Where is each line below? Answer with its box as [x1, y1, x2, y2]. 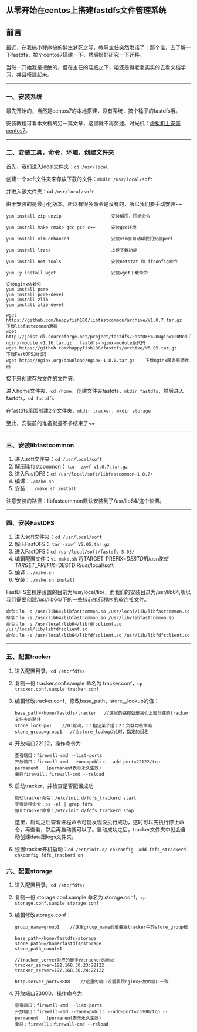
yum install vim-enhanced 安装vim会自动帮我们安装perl [6, 236, 174, 242]
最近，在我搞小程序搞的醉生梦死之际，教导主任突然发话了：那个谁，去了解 [6, 44, 186, 51]
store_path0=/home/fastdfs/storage [14, 941, 102, 946]
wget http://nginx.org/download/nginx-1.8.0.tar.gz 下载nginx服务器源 [6, 357, 185, 364]
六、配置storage [6, 867, 53, 875]
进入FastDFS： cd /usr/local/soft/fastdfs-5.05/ [14, 548, 135, 555]
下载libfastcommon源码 [6, 323, 58, 330]
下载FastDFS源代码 [6, 351, 47, 357]
